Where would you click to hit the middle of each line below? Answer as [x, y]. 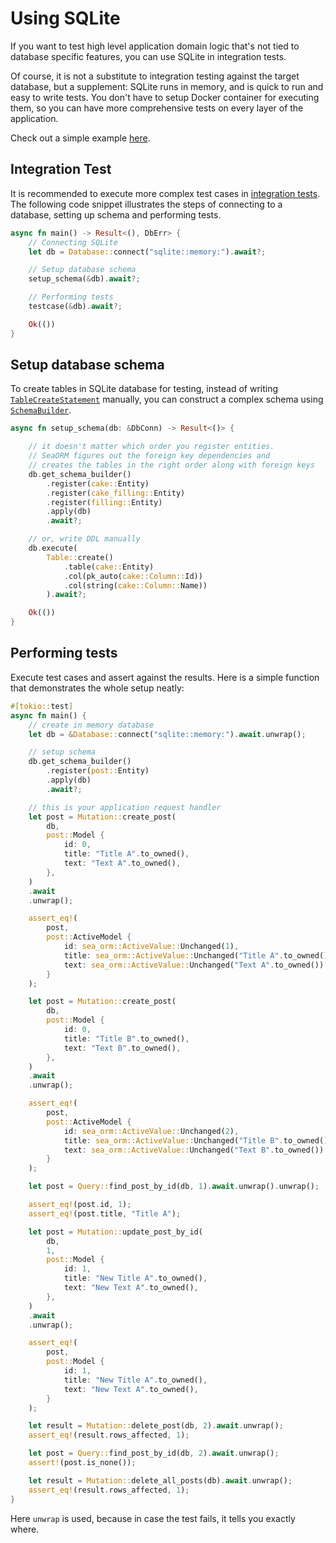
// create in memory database [91, 725]
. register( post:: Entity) [98, 771]
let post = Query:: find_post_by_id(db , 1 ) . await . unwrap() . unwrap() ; [174, 1187]
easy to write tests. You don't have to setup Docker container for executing [165, 97]
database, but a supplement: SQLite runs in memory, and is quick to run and [167, 86]
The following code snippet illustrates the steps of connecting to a [146, 204]
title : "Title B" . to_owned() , [126, 1038]
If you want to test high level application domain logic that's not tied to [155, 46]
